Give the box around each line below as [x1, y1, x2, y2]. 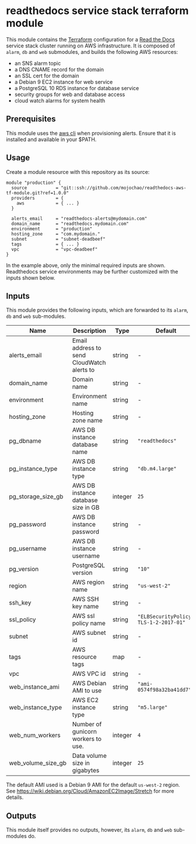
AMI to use [72, 686, 102, 695]
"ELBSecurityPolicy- [137, 613, 195, 620]
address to [72, 344, 101, 352]
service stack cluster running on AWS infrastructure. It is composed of [6, 42, 176, 49]
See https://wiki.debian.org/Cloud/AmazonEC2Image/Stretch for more [6, 788, 174, 795]
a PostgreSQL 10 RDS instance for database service [14, 84, 139, 91]
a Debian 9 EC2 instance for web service [14, 78, 113, 86]
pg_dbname [9, 437, 42, 445]
